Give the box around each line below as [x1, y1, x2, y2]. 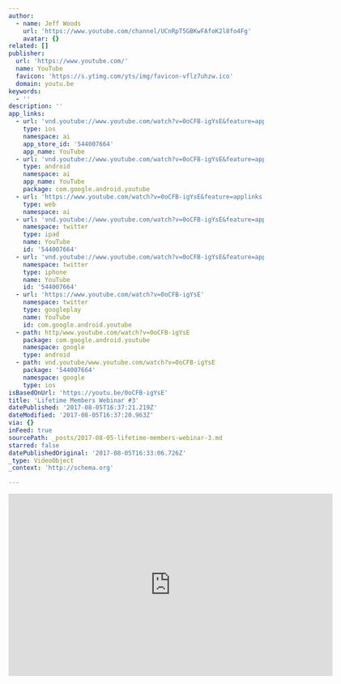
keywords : [8, 87, 42, 96]
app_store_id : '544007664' [23, 139, 114, 148]
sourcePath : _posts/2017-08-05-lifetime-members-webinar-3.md [8, 434, 223, 442]
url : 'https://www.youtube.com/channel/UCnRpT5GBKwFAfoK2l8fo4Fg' [23, 27, 252, 35]
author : [8, 11, 35, 20]
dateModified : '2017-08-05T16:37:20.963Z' [8, 411, 154, 420]
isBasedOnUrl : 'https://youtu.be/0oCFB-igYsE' [8, 388, 168, 397]
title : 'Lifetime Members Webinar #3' [8, 396, 139, 404]
